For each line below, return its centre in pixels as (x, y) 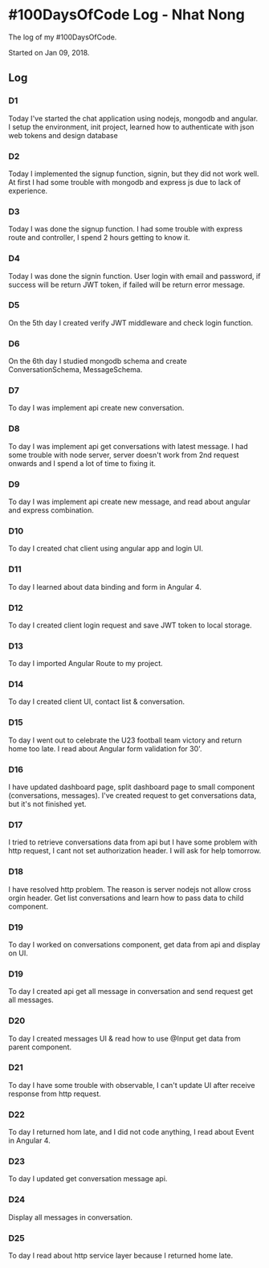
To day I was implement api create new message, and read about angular (130, 501)
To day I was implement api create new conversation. (96, 408)
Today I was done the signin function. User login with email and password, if (134, 276)
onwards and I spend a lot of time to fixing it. (82, 463)
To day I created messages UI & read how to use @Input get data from (124, 1038)
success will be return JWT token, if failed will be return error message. (126, 284)
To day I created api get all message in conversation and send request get (131, 992)
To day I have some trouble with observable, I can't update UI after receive (132, 1085)
